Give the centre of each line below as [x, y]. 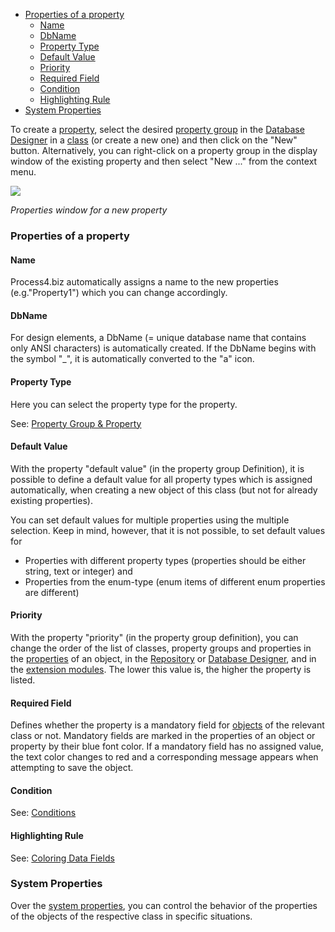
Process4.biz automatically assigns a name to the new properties [144, 282]
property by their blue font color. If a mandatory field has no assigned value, [167, 746]
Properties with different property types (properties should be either [165, 560]
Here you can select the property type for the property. [124, 404]
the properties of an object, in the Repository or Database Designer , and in [163, 658]
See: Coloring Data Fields [62, 858]
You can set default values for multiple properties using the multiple [150, 520]
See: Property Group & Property [76, 423]
